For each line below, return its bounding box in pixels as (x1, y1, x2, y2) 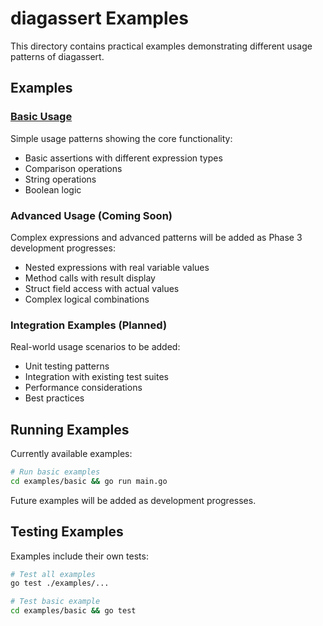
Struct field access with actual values (24, 282, 180, 294)
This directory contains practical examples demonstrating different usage (10, 40, 313, 52)
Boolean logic (24, 183, 82, 196)
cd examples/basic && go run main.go (10, 476, 168, 486)
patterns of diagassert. (10, 50, 105, 62)
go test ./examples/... (10, 578, 110, 589)
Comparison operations (24, 162, 123, 174)
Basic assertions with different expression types (24, 152, 223, 164)
